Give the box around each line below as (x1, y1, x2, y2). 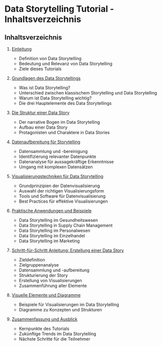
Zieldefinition (18, 257, 45, 263)
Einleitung (11, 46, 32, 52)
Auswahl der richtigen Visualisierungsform (18, 188, 104, 193)
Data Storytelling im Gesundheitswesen (18, 217, 98, 223)
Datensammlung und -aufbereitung (18, 267, 90, 273)
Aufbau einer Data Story (18, 124, 68, 130)
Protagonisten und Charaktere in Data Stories (18, 130, 110, 135)
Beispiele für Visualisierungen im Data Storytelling (18, 302, 120, 308)
